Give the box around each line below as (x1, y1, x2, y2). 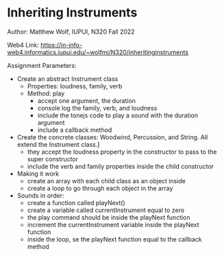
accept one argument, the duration (37, 96, 136, 104)
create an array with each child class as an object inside (27, 176, 186, 185)
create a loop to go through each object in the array (27, 184, 173, 192)
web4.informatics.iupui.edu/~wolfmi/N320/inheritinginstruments (7, 48, 189, 56)
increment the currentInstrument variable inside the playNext (27, 220, 200, 229)
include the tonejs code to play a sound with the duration (37, 111, 199, 119)
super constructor (27, 154, 79, 163)
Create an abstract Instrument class (16, 74, 119, 83)
